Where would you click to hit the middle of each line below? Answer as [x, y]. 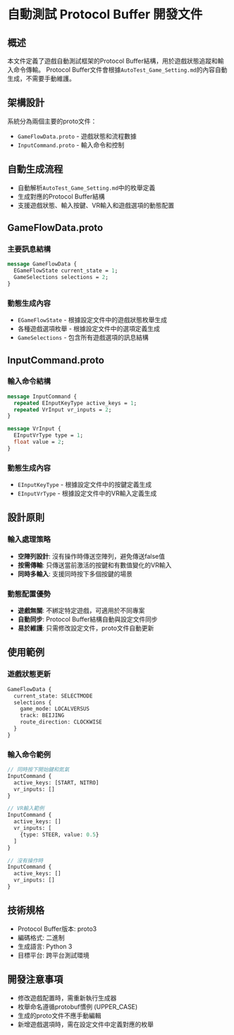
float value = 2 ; [39, 442]
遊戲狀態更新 [29, 674]
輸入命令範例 [29, 755]
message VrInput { [34, 429]
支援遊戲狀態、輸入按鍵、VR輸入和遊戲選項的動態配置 [96, 205]
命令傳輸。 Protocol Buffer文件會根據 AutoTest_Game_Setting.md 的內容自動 [120, 70]
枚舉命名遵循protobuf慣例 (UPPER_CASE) [78, 1006]
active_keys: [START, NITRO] [56, 783]
